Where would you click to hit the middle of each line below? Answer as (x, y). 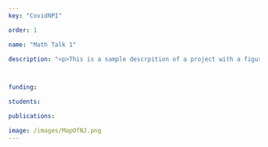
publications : (32, 117)
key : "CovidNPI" (35, 16)
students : (25, 102)
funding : (23, 87)
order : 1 (23, 30)
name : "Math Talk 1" (43, 45)
